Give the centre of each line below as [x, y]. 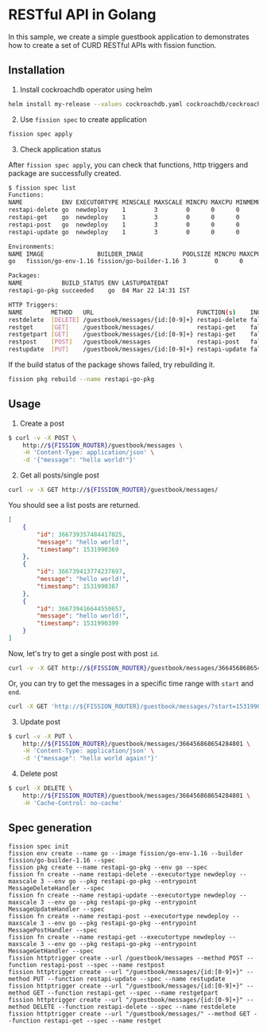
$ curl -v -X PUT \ [41, 736]
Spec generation [50, 828]
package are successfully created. [65, 173]
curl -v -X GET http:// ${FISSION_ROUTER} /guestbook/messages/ [113, 490]
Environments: [32, 246]
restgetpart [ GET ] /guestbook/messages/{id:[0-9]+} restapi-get [122, 335]
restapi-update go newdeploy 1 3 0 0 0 [124, 232]
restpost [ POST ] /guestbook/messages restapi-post [124, 342]
